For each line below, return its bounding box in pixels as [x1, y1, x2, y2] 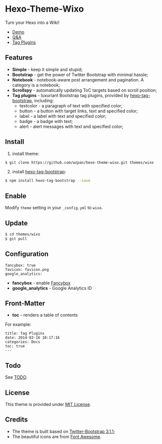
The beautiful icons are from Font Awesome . [12, 433, 101, 440]
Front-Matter [5, 299, 45, 307]
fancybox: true [5, 262, 36, 268]
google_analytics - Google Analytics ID [12, 285, 92, 291]
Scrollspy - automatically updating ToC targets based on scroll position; [12, 87, 157, 93]
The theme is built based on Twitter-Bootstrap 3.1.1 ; [12, 428, 115, 434]
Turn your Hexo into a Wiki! [5, 20, 60, 25]
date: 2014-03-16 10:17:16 [5, 335, 60, 340]
